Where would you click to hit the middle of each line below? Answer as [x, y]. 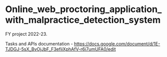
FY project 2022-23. [26, 34]
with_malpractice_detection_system [83, 20]
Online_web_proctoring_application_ [83, 9]
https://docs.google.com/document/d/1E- [117, 43]
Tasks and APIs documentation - [39, 43]
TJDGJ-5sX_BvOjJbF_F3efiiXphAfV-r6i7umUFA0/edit [61, 49]
